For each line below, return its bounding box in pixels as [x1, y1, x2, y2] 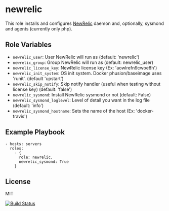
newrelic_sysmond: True [18, 159, 69, 164]
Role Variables [5, 41, 52, 49]
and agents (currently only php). [5, 25, 72, 31]
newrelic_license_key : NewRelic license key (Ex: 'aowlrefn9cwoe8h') [12, 64, 157, 71]
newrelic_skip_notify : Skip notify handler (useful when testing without [12, 81, 161, 87]
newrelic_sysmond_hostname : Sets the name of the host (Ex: [12, 108, 135, 114]
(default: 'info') [12, 102, 44, 109]
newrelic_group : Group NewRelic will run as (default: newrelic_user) [12, 59, 153, 65]
